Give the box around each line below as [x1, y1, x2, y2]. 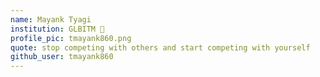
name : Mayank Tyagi [10, 14, 92, 25]
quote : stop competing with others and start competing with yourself [10, 42, 311, 53]
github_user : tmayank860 [10, 52, 114, 62]
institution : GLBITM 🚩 [10, 24, 105, 34]
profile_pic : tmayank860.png [10, 33, 132, 43]
